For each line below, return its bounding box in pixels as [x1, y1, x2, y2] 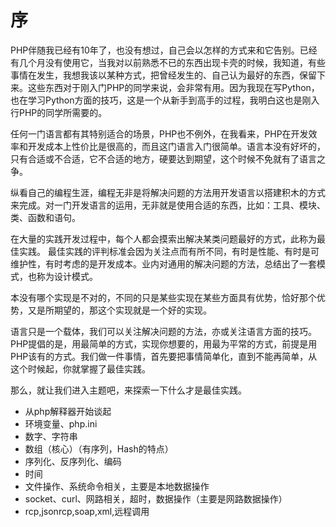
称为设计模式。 [36, 270, 98, 282]
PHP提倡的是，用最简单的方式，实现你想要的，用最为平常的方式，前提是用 [10, 337, 318, 350]
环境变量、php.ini [24, 417, 98, 430]
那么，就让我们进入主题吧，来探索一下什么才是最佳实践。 [10, 384, 247, 396]
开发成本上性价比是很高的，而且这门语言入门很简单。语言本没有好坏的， [27, 140, 326, 152]
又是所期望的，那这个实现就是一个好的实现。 [27, 304, 212, 316]
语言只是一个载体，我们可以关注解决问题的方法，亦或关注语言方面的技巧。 [10, 325, 317, 337]
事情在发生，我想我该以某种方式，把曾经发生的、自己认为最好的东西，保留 [10, 69, 317, 81]
